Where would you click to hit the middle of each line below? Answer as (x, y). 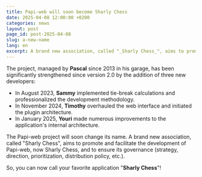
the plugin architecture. (44, 112)
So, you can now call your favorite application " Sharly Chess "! (84, 167)
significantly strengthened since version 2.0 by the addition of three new (96, 75)
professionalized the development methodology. (75, 99)
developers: (21, 81)
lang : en (17, 46)
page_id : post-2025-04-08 (38, 34)
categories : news (28, 23)
